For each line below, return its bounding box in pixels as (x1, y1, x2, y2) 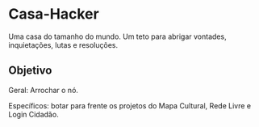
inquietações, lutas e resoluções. (8, 40, 119, 49)
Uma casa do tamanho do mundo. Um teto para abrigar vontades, (8, 32, 228, 41)
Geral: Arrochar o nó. (8, 85, 79, 95)
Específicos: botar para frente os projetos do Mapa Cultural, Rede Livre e (8, 100, 252, 110)
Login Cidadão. (8, 109, 59, 119)
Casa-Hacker (8, 5, 99, 23)
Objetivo (8, 64, 52, 78)
